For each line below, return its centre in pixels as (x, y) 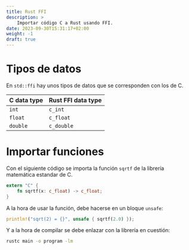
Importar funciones (55, 152)
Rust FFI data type (75, 100)
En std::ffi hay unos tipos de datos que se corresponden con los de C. (95, 85)
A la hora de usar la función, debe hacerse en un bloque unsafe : (85, 208)
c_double (61, 126)
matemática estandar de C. (39, 174)
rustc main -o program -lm (40, 241)
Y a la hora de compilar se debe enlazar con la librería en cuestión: (88, 230)
